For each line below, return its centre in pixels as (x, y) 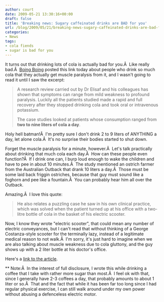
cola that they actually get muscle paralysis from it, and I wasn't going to (78, 75)
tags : (10, 41)
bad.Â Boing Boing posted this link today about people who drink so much (80, 69)
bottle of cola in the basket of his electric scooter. (76, 214)
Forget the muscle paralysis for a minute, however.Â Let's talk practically (79, 149)
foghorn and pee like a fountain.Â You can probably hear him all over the (79, 179)
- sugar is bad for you (29, 50)
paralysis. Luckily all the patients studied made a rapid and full (80, 99)
